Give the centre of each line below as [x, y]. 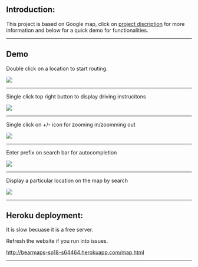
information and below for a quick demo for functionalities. [77, 30]
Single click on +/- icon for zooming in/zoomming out [71, 124]
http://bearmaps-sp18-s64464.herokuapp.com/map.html [75, 252]
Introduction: [31, 10]
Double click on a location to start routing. [57, 68]
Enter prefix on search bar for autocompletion [62, 152]
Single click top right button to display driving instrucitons [76, 96]
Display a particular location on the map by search [67, 180]
